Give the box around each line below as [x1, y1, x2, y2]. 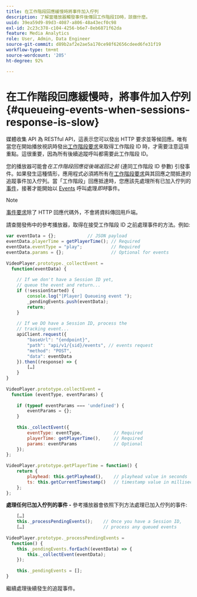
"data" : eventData [27, 353, 72, 359]
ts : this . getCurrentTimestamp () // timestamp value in [27, 479, 169, 485]
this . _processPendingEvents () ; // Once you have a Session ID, [16, 519, 182, 525]
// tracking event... [16, 326, 69, 332]
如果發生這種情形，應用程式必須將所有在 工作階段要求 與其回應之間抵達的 [16, 170, 191, 177]
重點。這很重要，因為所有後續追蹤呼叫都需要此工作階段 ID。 [6, 151, 151, 158]
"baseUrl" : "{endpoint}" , [27, 337, 91, 343]
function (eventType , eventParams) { [11, 392, 104, 398]
